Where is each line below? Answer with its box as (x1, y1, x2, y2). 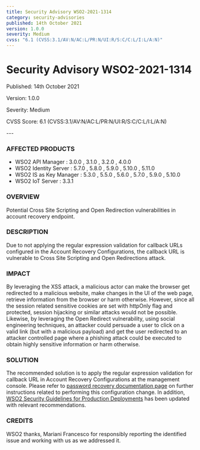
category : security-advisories (6, 14, 85, 21)
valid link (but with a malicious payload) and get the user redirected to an (6, 328, 187, 335)
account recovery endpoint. (6, 212, 75, 220)
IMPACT (6, 269, 31, 277)
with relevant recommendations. (6, 402, 86, 409)
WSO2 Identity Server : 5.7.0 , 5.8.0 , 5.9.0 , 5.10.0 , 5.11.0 (14, 165, 155, 172)
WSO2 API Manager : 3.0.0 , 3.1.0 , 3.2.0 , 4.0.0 (14, 158, 131, 166)
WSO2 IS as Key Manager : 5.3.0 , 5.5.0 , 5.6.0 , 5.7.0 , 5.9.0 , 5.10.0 (14, 171, 181, 179)
